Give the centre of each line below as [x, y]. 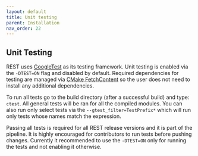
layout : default [26, 12]
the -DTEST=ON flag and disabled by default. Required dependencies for [92, 73]
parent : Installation [33, 23]
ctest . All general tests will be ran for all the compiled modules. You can [94, 104]
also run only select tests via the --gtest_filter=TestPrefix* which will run [99, 110]
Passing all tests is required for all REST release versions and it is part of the [99, 128]
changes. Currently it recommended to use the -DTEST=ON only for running [96, 141]
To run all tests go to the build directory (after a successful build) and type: [98, 97]
